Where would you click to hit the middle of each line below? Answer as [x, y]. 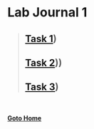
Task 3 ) [42, 87]
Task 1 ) [41, 39]
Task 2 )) [43, 62]
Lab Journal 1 [47, 12]
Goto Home [25, 118]
